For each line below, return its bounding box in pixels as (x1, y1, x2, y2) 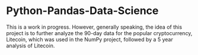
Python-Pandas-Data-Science (6, 4, 159, 18)
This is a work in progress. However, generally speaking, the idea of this (6, 23, 183, 30)
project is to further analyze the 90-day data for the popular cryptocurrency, (6, 29, 193, 36)
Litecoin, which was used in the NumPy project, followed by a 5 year (6, 36, 173, 43)
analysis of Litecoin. (6, 42, 55, 49)
